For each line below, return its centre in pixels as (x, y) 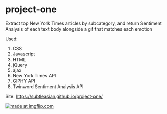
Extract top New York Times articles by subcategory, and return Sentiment (83, 23)
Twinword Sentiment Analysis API (48, 86)
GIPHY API (24, 81)
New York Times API (34, 75)
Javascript (24, 54)
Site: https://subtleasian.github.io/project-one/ (54, 96)
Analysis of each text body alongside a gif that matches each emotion (79, 28)
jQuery (20, 65)
